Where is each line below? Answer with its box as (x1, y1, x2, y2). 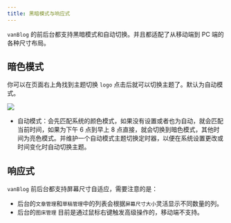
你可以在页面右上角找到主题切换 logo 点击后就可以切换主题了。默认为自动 (7, 80, 217, 89)
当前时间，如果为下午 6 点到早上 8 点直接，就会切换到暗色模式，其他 (17, 125, 214, 134)
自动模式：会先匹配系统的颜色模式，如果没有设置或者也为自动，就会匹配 (17, 117, 223, 125)
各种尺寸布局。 (7, 39, 50, 47)
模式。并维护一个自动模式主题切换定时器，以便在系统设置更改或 (41, 134, 223, 143)
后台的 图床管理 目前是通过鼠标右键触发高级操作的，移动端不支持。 (17, 208, 204, 217)
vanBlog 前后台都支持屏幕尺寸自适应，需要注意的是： (7, 185, 158, 193)
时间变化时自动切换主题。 (17, 143, 91, 151)
